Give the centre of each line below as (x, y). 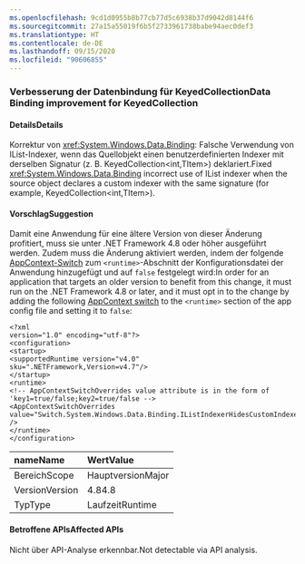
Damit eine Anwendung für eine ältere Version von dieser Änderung (136, 234)
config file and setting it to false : (71, 311)
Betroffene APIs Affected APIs (67, 529)
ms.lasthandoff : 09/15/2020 (63, 52)
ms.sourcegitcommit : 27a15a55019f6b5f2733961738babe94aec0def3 (132, 26)
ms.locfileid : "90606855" (58, 60)
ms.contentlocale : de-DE (56, 43)
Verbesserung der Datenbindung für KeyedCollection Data (140, 92)
